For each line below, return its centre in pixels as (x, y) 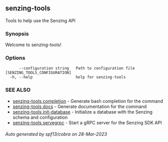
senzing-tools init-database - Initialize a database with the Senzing (82, 112)
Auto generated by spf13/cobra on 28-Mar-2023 (56, 134)
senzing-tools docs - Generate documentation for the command (80, 106)
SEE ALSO (18, 90)
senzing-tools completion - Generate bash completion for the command (88, 101)
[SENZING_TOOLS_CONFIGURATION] (38, 73)
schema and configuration (40, 117)
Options (15, 58)
